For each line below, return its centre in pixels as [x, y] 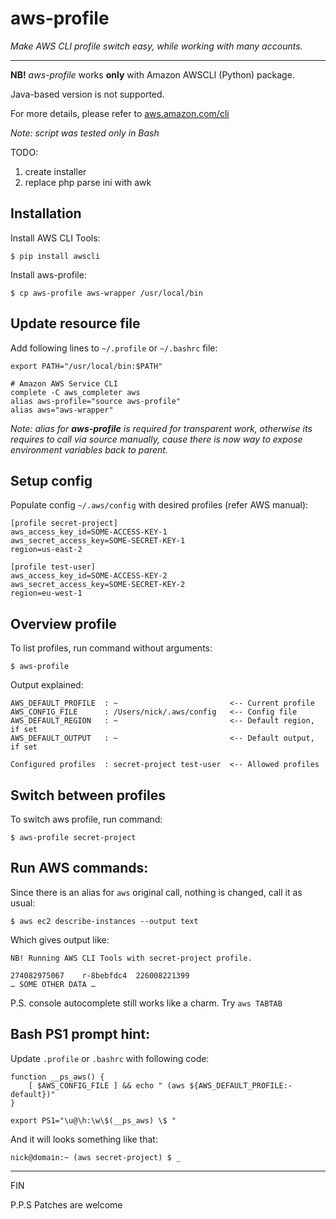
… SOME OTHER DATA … [53, 984]
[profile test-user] [53, 567]
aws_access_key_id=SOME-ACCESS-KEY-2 [89, 576]
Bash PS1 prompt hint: [80, 1034]
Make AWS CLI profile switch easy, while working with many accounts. [156, 46]
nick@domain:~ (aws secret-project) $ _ [96, 1157]
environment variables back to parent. [89, 449]
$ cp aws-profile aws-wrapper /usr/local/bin [106, 293]
